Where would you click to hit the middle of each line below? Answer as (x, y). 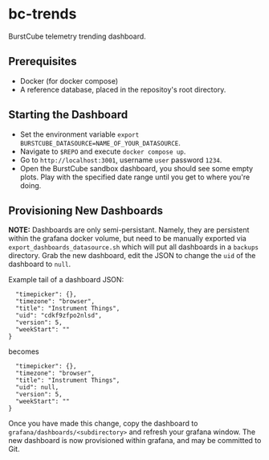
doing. (31, 185)
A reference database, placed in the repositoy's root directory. (123, 89)
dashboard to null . (40, 264)
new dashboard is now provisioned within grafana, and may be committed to (135, 441)
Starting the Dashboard (68, 115)
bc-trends (43, 14)
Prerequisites (43, 62)
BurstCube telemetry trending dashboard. (77, 36)
